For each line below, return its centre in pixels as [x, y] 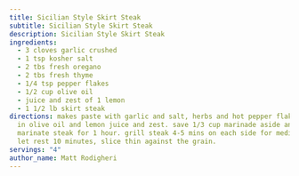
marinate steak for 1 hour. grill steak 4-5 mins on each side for [145, 133]
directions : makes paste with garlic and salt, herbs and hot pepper [141, 116]
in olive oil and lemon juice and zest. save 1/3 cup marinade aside [149, 125]
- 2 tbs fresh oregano [59, 68]
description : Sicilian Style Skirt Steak [87, 34]
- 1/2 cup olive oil [55, 92]
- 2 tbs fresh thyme [55, 76]
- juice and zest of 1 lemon [71, 100]
